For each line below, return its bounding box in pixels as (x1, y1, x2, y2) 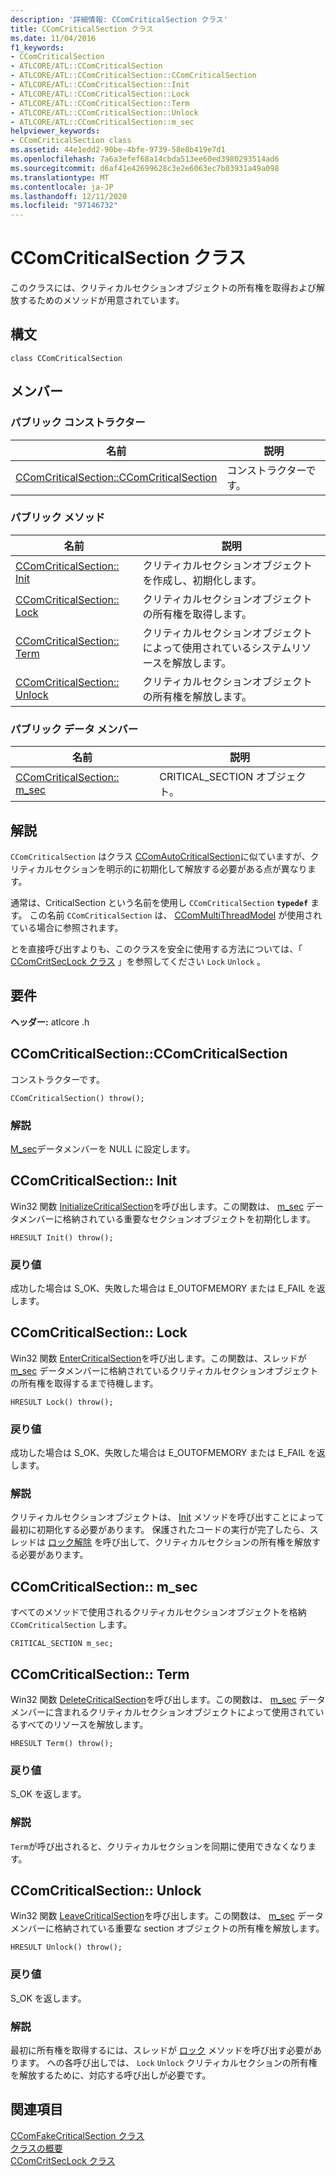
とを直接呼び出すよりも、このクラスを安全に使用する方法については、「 (10, 942, 303, 955)
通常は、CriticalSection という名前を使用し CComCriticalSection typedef (10, 896, 309, 908)
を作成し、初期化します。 (142, 573, 263, 587)
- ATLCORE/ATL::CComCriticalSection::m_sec (10, 117, 195, 127)
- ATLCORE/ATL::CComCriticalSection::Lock (10, 89, 190, 99)
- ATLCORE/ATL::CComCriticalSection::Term (10, 98, 190, 108)
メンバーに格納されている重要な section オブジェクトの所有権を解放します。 (10, 1922, 325, 1935)
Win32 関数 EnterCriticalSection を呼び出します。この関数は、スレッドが (10, 1352, 307, 1364)
